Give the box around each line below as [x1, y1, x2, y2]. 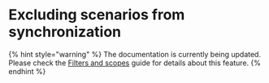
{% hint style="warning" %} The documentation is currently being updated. [8, 49, 262, 59]
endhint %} [8, 66, 46, 76]
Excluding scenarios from [8, 6, 185, 24]
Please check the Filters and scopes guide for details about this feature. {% [8, 58, 262, 68]
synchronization [8, 23, 122, 41]
